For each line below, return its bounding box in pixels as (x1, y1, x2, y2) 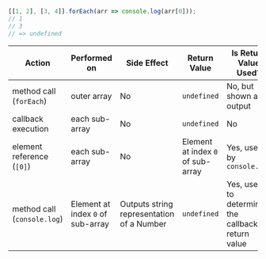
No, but (226, 80, 254, 91)
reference (12, 150, 49, 162)
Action (25, 57, 51, 68)
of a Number (120, 218, 167, 229)
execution (12, 123, 49, 134)
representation (120, 208, 175, 219)
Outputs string (120, 198, 173, 209)
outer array (70, 90, 112, 101)
